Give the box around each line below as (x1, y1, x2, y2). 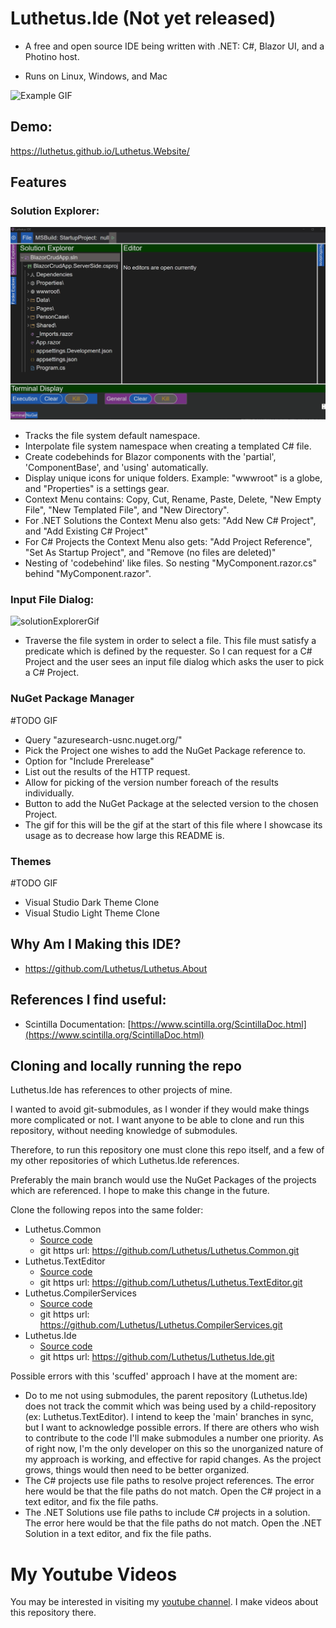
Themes (10, 854, 52, 868)
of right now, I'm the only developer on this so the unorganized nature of (24, 1443, 324, 1455)
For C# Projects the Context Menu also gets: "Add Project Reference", (24, 536, 313, 548)
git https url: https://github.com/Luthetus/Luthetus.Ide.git (39, 1351, 275, 1363)
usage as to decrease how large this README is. (24, 829, 225, 841)
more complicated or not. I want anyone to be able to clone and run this (10, 1114, 305, 1126)
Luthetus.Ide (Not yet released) (10, 7, 277, 30)
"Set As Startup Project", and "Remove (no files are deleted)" (24, 547, 277, 559)
